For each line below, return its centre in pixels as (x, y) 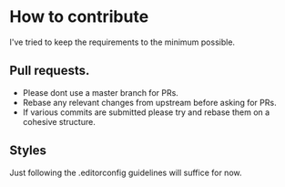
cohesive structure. (59, 121)
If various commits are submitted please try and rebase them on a (146, 112)
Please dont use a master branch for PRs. (101, 92)
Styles (28, 151)
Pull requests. (50, 71)
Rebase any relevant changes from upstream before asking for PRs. (149, 102)
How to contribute (79, 17)
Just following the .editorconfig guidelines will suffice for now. (126, 172)
